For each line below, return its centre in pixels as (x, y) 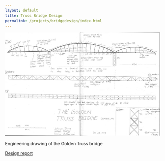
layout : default (22, 10)
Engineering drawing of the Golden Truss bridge (54, 144)
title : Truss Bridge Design (34, 16)
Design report (19, 153)
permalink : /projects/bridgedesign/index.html (54, 21)
